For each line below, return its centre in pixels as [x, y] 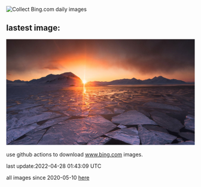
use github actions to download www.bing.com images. [75, 155]
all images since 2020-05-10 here [48, 178]
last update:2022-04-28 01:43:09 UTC [54, 166]
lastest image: [33, 28]
